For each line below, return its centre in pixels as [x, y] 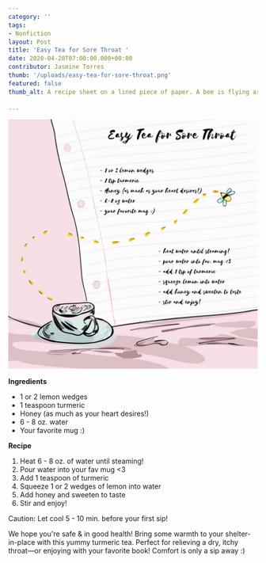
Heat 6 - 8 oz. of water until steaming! [82, 461]
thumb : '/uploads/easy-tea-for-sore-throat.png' [90, 75]
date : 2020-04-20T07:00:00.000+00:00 [70, 59]
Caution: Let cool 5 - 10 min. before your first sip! [88, 519]
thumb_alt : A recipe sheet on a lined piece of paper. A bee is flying [129, 92]
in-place [22, 542]
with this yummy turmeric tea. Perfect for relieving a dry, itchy [138, 542]
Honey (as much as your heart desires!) [84, 414]
